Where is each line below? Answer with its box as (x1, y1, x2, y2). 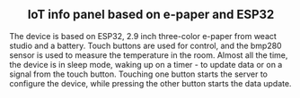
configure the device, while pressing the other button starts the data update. (9, 78, 292, 88)
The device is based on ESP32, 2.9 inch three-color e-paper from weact (9, 30, 277, 41)
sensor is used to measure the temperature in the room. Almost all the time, (9, 49, 288, 61)
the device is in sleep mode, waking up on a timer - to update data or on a (9, 59, 283, 69)
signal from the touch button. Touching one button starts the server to (9, 69, 268, 79)
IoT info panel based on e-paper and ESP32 (27, 7, 275, 22)
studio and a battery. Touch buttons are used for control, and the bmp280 (9, 40, 282, 51)
